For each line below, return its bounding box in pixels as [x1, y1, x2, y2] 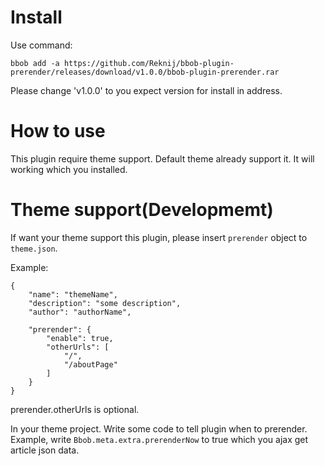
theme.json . [10, 242, 58, 254]
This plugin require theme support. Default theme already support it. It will [10, 152, 315, 165]
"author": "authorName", [28, 307, 132, 317]
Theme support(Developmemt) [10, 199, 274, 221]
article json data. [10, 444, 80, 456]
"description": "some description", [28, 298, 182, 308]
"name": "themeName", [28, 289, 118, 300]
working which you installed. [10, 163, 128, 175]
